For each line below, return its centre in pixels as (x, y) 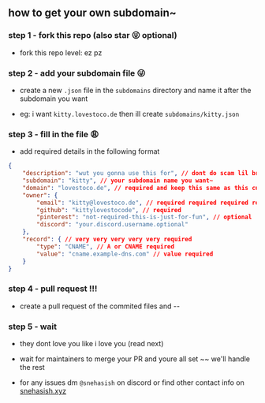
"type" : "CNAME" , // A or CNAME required (106, 246)
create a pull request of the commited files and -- (99, 306)
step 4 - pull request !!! (53, 289)
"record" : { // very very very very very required (107, 240)
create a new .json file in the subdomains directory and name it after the (135, 90)
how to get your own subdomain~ (93, 13)
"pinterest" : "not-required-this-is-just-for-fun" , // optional (144, 217)
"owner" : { (40, 195)
